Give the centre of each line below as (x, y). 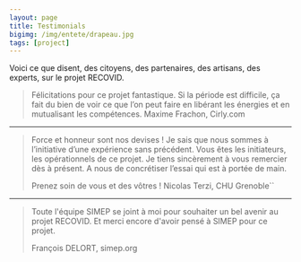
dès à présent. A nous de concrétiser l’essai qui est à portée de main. (159, 169)
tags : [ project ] (39, 43)
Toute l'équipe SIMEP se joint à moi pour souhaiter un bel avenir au (155, 212)
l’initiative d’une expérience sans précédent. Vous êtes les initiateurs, (159, 150)
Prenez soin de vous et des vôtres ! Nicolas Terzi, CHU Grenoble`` (153, 186)
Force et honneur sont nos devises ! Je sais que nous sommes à (150, 140)
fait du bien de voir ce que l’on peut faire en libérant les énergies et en (160, 105)
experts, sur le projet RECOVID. (67, 78)
